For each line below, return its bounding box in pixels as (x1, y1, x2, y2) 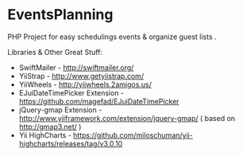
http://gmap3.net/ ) (18, 122, 82, 131)
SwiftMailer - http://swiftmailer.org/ (18, 62, 134, 72)
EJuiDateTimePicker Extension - (18, 88, 125, 97)
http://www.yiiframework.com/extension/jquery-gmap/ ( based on (18, 113, 236, 123)
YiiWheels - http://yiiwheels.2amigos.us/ (18, 80, 152, 89)
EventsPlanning (7, 6, 114, 24)
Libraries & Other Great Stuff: (7, 47, 103, 57)
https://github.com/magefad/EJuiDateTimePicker (18, 96, 179, 106)
